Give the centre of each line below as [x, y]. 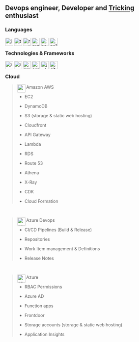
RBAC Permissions [43, 287]
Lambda [33, 144]
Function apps [39, 306]
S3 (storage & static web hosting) [58, 116]
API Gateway [37, 135]
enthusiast [22, 16]
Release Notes [39, 258]
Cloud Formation [41, 201]
